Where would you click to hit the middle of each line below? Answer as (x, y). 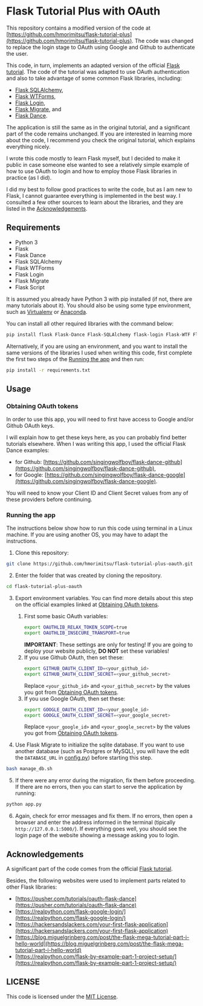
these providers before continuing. (49, 500)
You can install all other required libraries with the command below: (90, 323)
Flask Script (30, 287)
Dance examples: (28, 450)
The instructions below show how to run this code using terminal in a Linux (99, 528)
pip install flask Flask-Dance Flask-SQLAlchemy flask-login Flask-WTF (98, 335)
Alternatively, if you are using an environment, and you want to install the (97, 346)
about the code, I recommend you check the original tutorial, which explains (101, 140)
